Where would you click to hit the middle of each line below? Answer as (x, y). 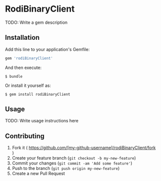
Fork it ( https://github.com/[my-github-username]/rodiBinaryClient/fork (84, 148)
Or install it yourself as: (28, 85)
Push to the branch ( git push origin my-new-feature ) (66, 168)
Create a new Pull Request (39, 174)
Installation (22, 38)
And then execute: (23, 67)
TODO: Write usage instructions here (42, 121)
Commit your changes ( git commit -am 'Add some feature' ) (72, 163)
